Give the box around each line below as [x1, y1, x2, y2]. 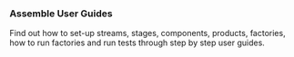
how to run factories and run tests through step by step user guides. [9, 37, 266, 48]
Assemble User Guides [9, 7, 113, 20]
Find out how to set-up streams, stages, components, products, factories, [9, 28, 286, 39]
